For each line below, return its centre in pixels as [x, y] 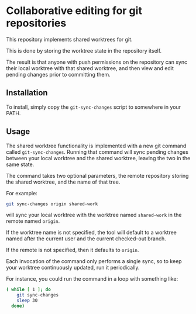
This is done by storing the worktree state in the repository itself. [84, 50]
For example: [22, 193]
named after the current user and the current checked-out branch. [86, 239]
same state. [20, 164]
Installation [27, 93]
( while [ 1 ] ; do [28, 290]
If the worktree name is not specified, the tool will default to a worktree [91, 233]
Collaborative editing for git [74, 11]
